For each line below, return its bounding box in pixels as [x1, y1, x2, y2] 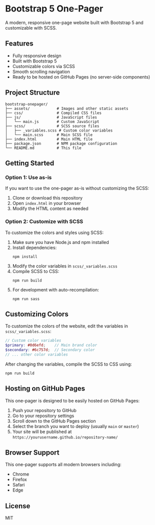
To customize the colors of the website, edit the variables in [5, 323, 128, 329]
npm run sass [12, 296, 40, 301]
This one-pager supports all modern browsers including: [5, 461, 121, 467]
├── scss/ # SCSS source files [5, 123, 99, 128]
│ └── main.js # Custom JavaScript [5, 119, 99, 124]
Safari [12, 482, 25, 488]
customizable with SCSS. [5, 24, 57, 30]
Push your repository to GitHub [12, 407, 76, 413]
